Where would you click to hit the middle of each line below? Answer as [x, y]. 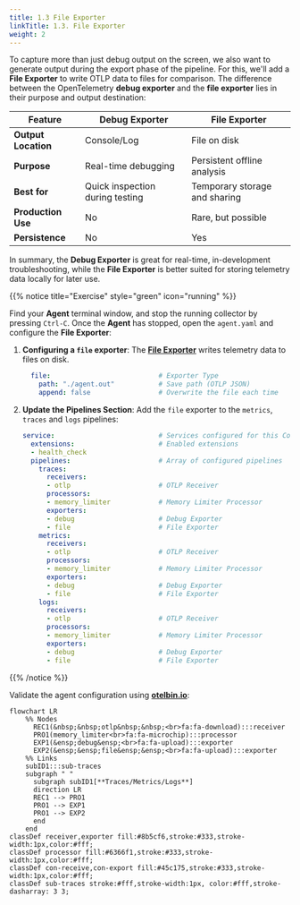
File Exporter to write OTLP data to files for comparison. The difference [141, 79]
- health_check [59, 452]
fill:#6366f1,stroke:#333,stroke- [150, 852]
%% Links [42, 758]
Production [38, 212]
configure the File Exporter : [60, 333]
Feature [45, 120]
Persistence [40, 238]
